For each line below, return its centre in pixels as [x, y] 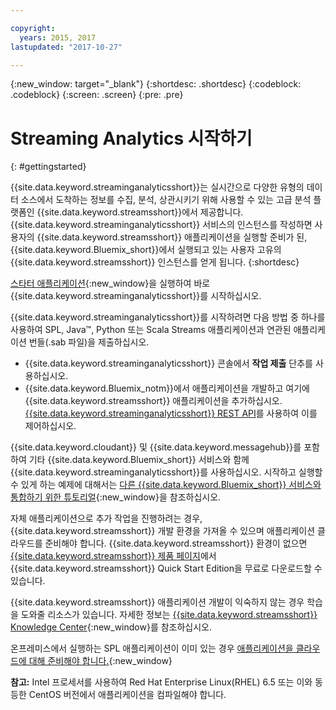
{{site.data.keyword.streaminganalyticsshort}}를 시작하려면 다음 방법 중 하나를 [168, 317]
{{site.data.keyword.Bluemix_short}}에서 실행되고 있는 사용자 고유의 [146, 250]
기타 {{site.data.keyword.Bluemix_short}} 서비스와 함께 [139, 460]
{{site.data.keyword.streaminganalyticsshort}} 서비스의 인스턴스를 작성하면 [161, 225]
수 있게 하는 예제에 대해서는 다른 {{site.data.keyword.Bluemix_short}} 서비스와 [166, 485]
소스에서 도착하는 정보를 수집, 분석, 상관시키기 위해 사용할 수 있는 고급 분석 [166, 200]
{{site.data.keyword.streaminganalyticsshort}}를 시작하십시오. [136, 296]
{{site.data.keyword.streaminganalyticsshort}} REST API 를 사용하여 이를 [171, 413]
